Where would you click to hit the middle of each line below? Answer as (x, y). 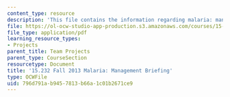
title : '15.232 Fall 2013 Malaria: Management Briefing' (90, 70)
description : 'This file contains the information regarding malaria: (110, 20)
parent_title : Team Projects (49, 52)
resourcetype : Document (41, 64)
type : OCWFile (27, 77)
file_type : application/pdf (47, 32)
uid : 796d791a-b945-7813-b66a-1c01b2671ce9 (70, 83)
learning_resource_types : (44, 39)
